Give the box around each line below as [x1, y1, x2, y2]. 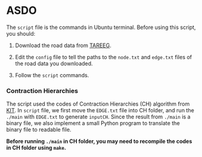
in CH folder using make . [6, 144, 66, 152]
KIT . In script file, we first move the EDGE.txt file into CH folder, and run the [6, 107, 195, 114]
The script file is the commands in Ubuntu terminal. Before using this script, [6, 24, 196, 31]
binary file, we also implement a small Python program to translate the [6, 120, 180, 127]
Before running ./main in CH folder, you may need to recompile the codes [6, 138, 192, 145]
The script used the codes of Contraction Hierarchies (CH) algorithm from [6, 100, 190, 107]
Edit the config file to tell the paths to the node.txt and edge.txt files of [14, 53, 192, 60]
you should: [6, 30, 36, 37]
